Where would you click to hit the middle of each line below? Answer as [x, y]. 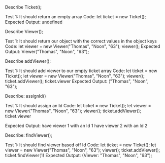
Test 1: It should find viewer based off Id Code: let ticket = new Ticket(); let [81, 145]
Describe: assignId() [26, 96]
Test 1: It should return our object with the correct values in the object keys [81, 41]
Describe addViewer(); [28, 61]
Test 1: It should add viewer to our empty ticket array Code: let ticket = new [81, 71]
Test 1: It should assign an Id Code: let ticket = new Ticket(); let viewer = [78, 105]
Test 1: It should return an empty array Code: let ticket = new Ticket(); [76, 17]
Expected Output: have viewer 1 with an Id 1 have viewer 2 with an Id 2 [76, 126]
